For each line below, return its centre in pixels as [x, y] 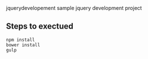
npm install [20, 40]
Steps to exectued [40, 27]
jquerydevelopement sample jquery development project [74, 8]
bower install [23, 45]
